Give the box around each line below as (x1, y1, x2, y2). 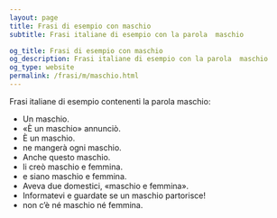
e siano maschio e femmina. (22, 170, 127, 181)
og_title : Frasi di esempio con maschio (9, 46, 164, 55)
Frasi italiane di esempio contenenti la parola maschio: (9, 95, 211, 106)
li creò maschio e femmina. (22, 161, 124, 172)
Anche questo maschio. (22, 151, 111, 162)
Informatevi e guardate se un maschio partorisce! (22, 190, 206, 201)
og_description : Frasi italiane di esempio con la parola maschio (9, 55, 269, 64)
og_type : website (9, 63, 75, 72)
